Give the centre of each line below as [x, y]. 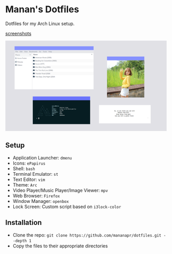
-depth [20, 241]
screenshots [18, 33]
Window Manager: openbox [41, 201]
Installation [24, 223]
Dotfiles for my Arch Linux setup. [40, 24]
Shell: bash [24, 168]
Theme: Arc [25, 184]
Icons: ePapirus [29, 163]
